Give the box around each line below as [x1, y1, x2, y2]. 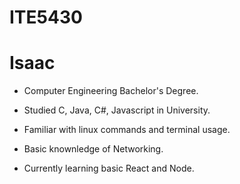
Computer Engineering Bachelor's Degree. [23, 85, 199, 97]
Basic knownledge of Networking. [23, 143, 164, 155]
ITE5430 [9, 6, 83, 29]
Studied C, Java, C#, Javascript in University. [23, 104, 211, 116]
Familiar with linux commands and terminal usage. [23, 124, 231, 136]
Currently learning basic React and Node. [23, 162, 195, 175]
